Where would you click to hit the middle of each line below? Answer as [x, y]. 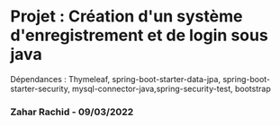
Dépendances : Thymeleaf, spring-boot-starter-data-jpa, [116, 79]
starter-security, [40, 88]
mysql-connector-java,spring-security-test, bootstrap [171, 88]
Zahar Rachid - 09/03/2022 [72, 112]
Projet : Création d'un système [126, 17]
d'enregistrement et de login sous [139, 35]
